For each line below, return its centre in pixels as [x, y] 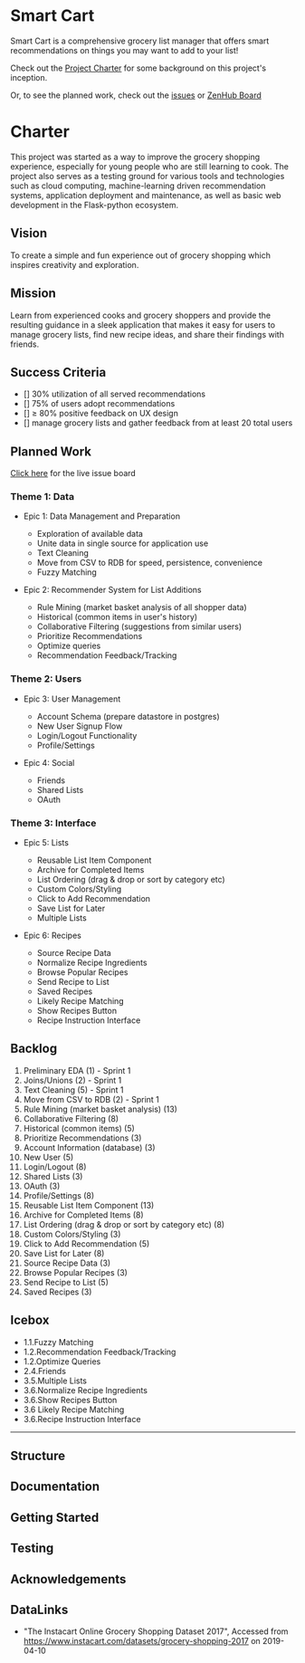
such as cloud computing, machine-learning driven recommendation [138, 186]
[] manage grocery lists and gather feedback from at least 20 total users [158, 423]
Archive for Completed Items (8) [83, 1215]
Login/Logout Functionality [87, 735]
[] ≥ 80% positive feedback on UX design [101, 414]
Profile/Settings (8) [59, 1195]
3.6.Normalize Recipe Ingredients [86, 1390]
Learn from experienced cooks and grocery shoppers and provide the [140, 315]
